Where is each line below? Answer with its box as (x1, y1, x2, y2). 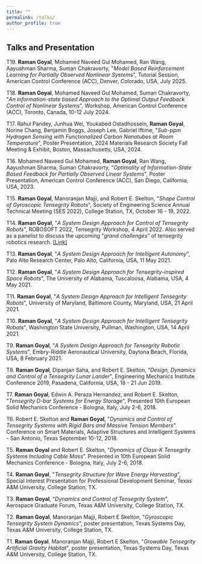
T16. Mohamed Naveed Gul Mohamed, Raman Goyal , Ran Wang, (6, 157, 166, 165)
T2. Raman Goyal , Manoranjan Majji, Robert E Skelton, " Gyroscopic (6, 513, 174, 521)
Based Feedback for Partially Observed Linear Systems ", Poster (6, 170, 166, 178)
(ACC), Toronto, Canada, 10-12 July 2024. (6, 109, 110, 116)
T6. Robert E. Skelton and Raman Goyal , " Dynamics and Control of (6, 416, 172, 423)
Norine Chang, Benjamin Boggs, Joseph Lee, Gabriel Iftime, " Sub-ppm (6, 127, 181, 134)
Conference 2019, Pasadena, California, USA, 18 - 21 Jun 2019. (6, 379, 162, 387)
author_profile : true (6, 20, 61, 26)
